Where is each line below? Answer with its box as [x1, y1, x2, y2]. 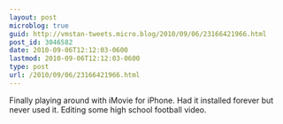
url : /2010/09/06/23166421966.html [9, 71, 141, 80]
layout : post [9, 12, 57, 22]
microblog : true [9, 21, 69, 30]
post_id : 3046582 [9, 37, 73, 47]
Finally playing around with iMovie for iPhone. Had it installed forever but [9, 95, 274, 105]
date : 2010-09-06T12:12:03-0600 [9, 46, 128, 55]
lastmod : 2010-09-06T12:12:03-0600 [9, 54, 141, 63]
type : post [9, 63, 50, 72]
